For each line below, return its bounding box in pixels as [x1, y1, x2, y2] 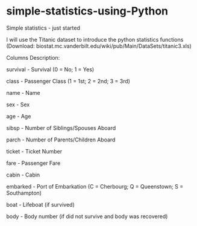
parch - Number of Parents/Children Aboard [6, 136, 116, 143]
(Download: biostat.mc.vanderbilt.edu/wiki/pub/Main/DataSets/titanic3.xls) [6, 42, 192, 50]
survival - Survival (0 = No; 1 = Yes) [6, 65, 95, 73]
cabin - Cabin [6, 171, 40, 178]
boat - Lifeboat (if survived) [6, 201, 75, 208]
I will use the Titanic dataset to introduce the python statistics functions [6, 36, 184, 43]
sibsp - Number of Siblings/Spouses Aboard [6, 124, 116, 131]
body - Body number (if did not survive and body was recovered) [6, 213, 168, 220]
